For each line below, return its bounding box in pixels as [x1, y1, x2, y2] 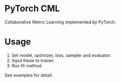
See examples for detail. [4, 72, 53, 78]
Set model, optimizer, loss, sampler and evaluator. [11, 52, 112, 58]
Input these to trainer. [11, 57, 55, 63]
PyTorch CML [4, 3, 60, 14]
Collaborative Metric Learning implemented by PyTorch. [4, 19, 116, 25]
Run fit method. [11, 62, 43, 68]
